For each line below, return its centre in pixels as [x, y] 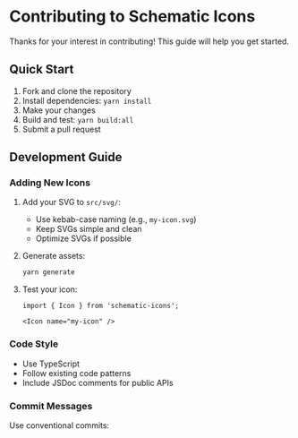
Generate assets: [54, 256]
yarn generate [48, 272]
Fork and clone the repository [77, 90]
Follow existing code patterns [77, 373]
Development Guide [66, 157]
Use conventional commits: [60, 425]
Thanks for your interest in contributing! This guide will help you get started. [149, 41]
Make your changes [59, 110]
